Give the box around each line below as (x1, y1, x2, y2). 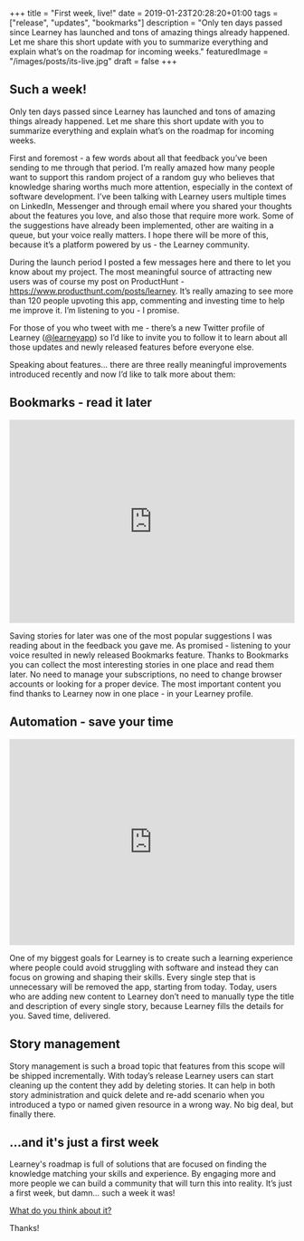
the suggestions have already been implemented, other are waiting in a (9, 219, 274, 230)
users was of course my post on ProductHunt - (9, 275, 185, 286)
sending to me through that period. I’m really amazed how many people (9, 162, 276, 173)
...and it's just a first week (9, 1134, 159, 1150)
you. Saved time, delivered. (9, 1010, 111, 1021)
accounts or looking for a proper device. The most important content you (9, 678, 281, 689)
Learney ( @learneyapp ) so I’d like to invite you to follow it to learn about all (9, 332, 288, 342)
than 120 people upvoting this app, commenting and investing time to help (9, 294, 285, 306)
